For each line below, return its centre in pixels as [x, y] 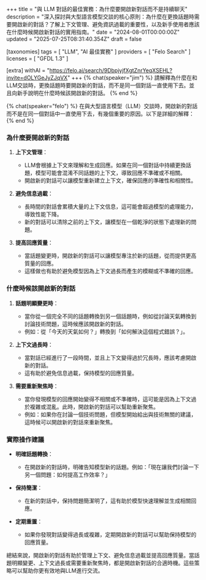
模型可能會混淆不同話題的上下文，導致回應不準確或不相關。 [110, 173]
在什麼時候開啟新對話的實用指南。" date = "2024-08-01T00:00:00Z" [93, 32]
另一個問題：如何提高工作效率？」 [67, 474]
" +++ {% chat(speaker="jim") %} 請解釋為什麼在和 [132, 78]
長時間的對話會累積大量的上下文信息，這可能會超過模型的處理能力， [110, 207]
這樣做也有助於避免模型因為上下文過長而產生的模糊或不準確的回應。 [110, 271]
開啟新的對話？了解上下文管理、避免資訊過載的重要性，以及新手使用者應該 [105, 24]
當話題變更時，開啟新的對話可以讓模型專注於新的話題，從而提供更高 [110, 256]
